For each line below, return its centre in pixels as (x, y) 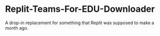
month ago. (17, 28)
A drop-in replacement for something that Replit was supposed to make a (80, 23)
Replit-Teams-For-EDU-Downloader (80, 9)
